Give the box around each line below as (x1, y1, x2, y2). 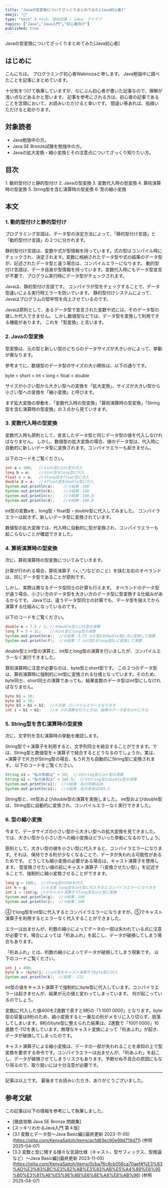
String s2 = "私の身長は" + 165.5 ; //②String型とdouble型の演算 (5, 777, 137, 782)
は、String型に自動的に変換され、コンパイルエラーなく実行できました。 (5, 802, 153, 808)
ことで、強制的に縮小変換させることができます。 (9, 870, 110, 876)
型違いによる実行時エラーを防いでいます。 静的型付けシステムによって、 (5, 290, 154, 296)
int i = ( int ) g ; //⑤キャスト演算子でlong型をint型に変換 (5, 889, 117, 895)
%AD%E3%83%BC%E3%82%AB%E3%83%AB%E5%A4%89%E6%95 (12, 1166, 161, 1172)
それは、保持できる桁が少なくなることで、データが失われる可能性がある (13, 852, 162, 858)
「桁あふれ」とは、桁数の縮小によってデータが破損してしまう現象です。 (5, 949, 153, 955)
